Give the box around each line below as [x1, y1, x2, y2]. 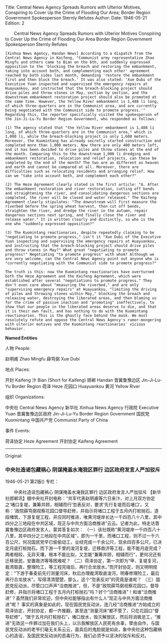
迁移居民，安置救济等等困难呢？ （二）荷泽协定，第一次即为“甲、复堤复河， [5, 558, 161, 564]
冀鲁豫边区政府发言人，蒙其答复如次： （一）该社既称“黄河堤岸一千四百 [5, 527, 153, 533]
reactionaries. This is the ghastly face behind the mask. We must [5, 313, 148, 318]
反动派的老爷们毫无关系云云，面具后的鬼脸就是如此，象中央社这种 [13, 627, 149, 633]
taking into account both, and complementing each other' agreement [5, 68, 150, 73]
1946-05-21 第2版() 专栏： [5, 479, 59, 485]
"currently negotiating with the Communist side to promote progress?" [5, 261, 157, 266]
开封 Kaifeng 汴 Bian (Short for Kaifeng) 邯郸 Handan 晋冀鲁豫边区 [5, 377, 141, 383]
